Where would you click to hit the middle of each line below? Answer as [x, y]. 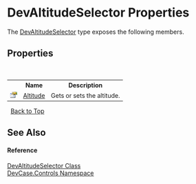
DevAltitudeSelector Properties [98, 13]
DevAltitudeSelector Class [44, 165]
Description [86, 85]
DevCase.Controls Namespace [51, 173]
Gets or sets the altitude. [85, 95]
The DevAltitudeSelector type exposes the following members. [96, 32]
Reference [22, 150]
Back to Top [27, 111]
